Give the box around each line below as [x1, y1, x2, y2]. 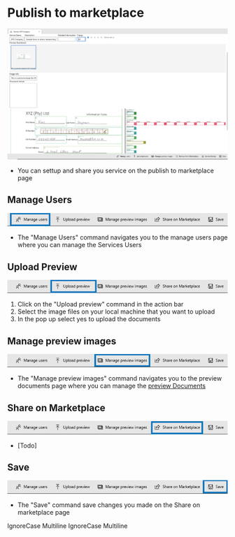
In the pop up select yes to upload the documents [17, 315, 161, 323]
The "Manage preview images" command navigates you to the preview [17, 374, 222, 383]
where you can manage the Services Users [17, 241, 142, 249]
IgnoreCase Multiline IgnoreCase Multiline [7, 522, 128, 530]
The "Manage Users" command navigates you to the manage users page [17, 233, 228, 242]
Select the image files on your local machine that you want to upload [17, 307, 215, 316]
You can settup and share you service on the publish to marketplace [17, 166, 215, 175]
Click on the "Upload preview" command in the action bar [17, 300, 184, 309]
